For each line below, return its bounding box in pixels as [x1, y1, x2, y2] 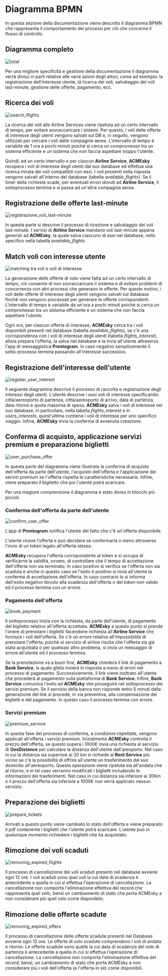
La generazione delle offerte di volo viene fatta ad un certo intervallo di [5, 275, 151, 281]
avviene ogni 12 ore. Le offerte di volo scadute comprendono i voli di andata [5, 938, 161, 944]
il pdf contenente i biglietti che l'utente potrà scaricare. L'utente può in [5, 826, 150, 832]
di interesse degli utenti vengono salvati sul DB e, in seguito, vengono [5, 132, 148, 138]
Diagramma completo [5, 45, 74, 54]
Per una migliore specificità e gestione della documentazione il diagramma [5, 68, 159, 74]
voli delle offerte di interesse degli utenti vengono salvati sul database [5, 291, 149, 297]
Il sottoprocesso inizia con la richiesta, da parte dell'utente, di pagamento [5, 618, 156, 624]
